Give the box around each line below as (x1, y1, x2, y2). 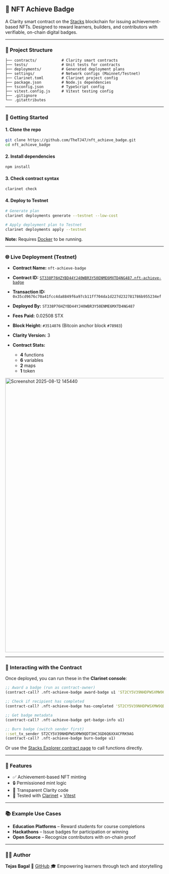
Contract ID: (12, 275, 39, 281)
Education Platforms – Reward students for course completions (12, 823, 145, 829)
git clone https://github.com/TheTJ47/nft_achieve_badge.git (5, 138, 136, 143)
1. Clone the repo (5, 127, 41, 133)
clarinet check (5, 186, 37, 192)
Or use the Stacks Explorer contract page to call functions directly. (5, 745, 143, 751)
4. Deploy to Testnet (5, 197, 49, 203)
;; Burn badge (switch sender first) (5, 726, 84, 731)
